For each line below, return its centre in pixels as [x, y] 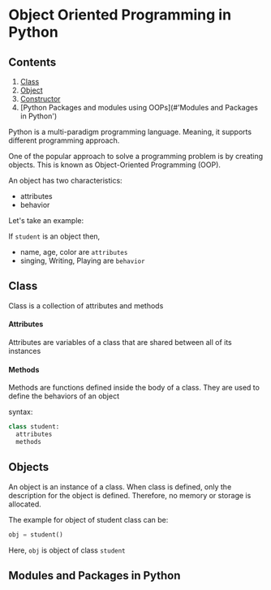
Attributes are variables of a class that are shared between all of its [120, 342]
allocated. [25, 504]
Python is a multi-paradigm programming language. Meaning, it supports [130, 132]
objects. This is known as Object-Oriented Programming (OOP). [115, 165]
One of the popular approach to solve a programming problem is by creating [136, 156]
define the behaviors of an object [64, 396]
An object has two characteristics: [66, 181]
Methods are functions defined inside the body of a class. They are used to [134, 388]
